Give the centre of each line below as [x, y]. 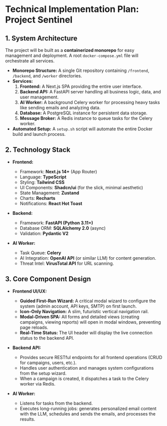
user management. [39, 97]
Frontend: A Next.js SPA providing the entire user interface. [81, 86]
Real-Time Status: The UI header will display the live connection [86, 333]
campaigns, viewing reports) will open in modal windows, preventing [90, 322]
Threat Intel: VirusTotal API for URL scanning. [67, 263]
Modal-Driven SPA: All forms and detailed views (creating [80, 317]
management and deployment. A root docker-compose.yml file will [72, 55]
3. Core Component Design [48, 279]
